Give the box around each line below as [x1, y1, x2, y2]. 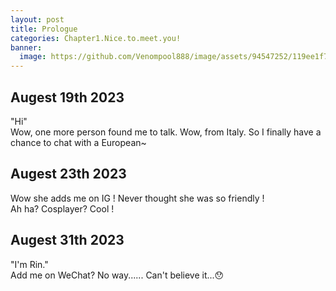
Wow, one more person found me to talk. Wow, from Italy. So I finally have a [10, 126, 322, 138]
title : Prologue [10, 24, 78, 34]
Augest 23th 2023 [10, 166, 127, 183]
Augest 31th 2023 [10, 232, 125, 249]
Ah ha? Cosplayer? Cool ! [10, 202, 115, 215]
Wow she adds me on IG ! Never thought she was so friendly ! [10, 192, 265, 204]
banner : [10, 42, 43, 53]
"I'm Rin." [10, 258, 49, 270]
